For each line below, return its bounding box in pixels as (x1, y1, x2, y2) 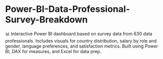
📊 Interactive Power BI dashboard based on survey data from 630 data (5, 31, 152, 37)
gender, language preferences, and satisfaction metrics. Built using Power (5, 43, 158, 49)
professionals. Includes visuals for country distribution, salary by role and (5, 38, 157, 44)
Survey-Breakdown (5, 14, 88, 25)
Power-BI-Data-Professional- (5, 3, 130, 15)
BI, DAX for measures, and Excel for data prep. (5, 48, 102, 54)
